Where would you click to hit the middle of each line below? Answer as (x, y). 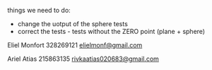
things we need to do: (39, 10)
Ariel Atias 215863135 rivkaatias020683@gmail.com (83, 59)
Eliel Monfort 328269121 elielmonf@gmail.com (75, 45)
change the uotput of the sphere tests (73, 24)
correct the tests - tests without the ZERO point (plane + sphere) (111, 31)
